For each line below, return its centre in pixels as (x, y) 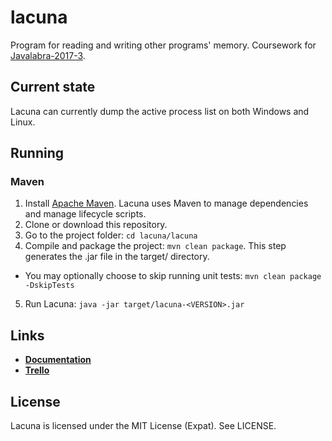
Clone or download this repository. (96, 225)
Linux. (23, 122)
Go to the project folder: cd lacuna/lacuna (111, 235)
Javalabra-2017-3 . (48, 55)
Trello (37, 370)
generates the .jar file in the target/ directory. (117, 257)
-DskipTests (49, 286)
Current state (53, 87)
